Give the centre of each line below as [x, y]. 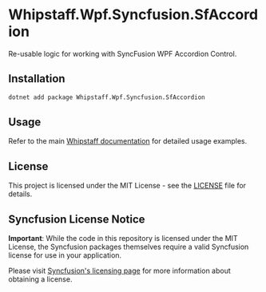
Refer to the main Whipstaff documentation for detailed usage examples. [128, 141]
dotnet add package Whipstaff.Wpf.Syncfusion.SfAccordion [107, 97]
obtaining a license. [40, 279]
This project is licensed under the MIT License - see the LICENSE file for [127, 186]
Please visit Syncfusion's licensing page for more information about [120, 271]
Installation [37, 79]
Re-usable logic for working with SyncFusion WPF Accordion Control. [123, 53]
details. [20, 194]
